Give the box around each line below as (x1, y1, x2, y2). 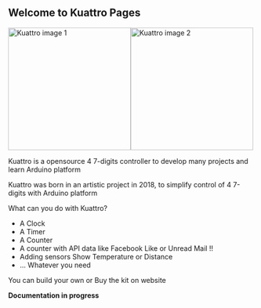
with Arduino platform (27, 188, 98, 197)
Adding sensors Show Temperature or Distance (19, 252, 173, 261)
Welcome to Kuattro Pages (8, 6, 141, 20)
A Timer (19, 226, 45, 236)
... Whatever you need (19, 260, 92, 270)
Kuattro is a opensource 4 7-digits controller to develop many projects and (8, 156, 248, 165)
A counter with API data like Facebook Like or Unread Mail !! (19, 243, 214, 253)
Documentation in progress (8, 290, 100, 300)
